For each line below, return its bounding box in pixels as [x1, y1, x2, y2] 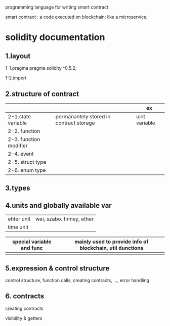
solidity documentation [5, 32, 105, 43]
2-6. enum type [8, 167, 46, 173]
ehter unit [8, 215, 31, 222]
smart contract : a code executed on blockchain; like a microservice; [5, 14, 148, 20]
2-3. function [8, 136, 40, 143]
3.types [5, 184, 30, 193]
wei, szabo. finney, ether [35, 215, 94, 222]
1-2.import [5, 75, 27, 81]
